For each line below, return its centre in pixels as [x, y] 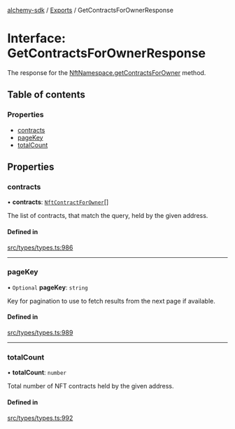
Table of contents [46, 95]
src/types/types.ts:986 [40, 247]
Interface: [37, 39]
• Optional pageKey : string [48, 287]
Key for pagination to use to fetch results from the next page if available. [111, 301]
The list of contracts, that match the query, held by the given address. [108, 216]
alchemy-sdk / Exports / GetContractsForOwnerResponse [90, 10]
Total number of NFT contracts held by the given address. [91, 386]
